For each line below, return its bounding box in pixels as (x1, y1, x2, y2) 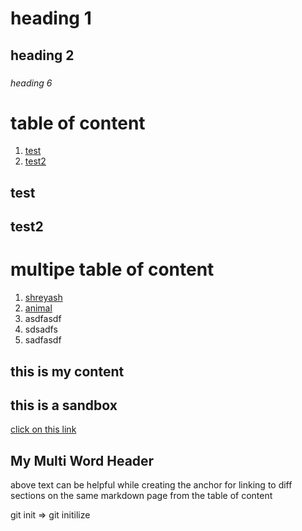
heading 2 (10, 47, 75, 64)
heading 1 (10, 7, 92, 30)
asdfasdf (24, 313, 62, 325)
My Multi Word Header (10, 452, 155, 469)
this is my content (10, 363, 125, 380)
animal (24, 302, 53, 314)
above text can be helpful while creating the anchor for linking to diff (10, 479, 293, 491)
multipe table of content (10, 258, 215, 281)
